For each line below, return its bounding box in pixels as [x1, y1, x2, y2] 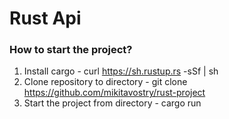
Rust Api [9, 7, 82, 30]
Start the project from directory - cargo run [23, 97, 202, 109]
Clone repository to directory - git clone [23, 76, 188, 88]
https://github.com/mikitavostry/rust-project [23, 87, 206, 99]
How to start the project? [9, 43, 133, 57]
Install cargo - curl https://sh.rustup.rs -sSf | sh [23, 65, 219, 77]
